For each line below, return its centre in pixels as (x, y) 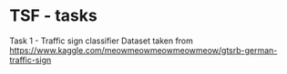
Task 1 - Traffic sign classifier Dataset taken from (102, 41)
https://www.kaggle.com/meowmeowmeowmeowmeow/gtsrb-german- (143, 50)
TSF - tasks (53, 16)
